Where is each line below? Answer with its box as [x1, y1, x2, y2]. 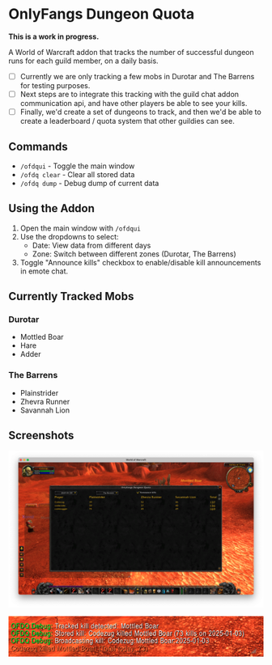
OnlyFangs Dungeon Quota [8, 5, 195, 23]
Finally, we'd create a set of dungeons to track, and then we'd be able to [19, 107, 261, 117]
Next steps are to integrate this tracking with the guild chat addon [19, 90, 240, 99]
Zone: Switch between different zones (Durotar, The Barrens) [32, 248, 236, 259]
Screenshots [8, 429, 74, 443]
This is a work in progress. [8, 32, 100, 41]
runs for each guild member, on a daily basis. [8, 56, 159, 66]
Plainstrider [19, 388, 59, 397]
